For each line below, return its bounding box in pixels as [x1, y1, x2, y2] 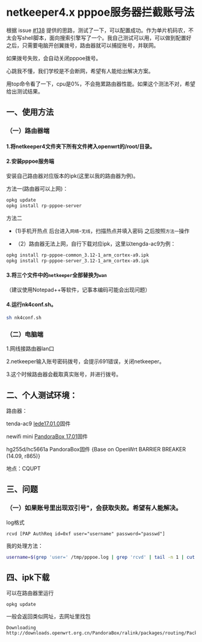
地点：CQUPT [6, 465, 41, 472]
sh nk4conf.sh [6, 314, 42, 320]
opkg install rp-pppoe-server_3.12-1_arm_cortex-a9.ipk [6, 258, 149, 264]
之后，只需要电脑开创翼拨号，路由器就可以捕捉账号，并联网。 [6, 42, 159, 49]
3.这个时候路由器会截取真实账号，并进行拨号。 [6, 370, 122, 378]
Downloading [6, 625, 36, 631]
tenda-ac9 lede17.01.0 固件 [6, 420, 71, 427]
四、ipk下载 [6, 572, 50, 582]
